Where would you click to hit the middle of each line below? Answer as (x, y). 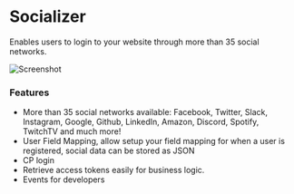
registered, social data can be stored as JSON (108, 150)
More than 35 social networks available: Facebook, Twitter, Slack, (145, 112)
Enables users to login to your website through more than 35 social (135, 42)
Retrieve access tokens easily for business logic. (113, 170)
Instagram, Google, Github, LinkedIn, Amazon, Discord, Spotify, (141, 122)
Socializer (48, 17)
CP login (38, 160)
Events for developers (64, 179)
